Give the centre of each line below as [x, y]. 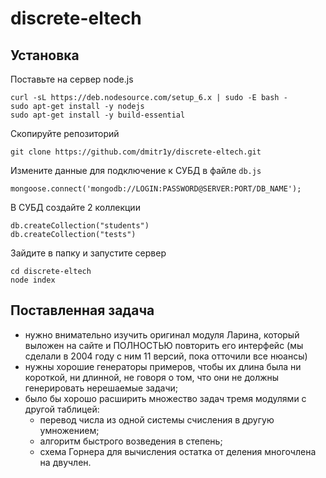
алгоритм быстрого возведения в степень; [131, 441]
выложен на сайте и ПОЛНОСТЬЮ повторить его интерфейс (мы [164, 345]
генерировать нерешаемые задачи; [101, 388]
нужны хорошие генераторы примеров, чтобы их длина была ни [163, 366]
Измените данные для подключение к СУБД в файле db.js [136, 170]
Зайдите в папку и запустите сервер [88, 253]
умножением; [69, 430]
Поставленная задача [82, 310]
